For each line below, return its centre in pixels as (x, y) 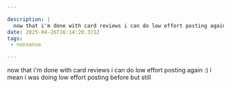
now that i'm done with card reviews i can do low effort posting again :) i (109, 70)
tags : (15, 38)
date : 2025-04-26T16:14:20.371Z (53, 32)
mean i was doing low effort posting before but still (79, 77)
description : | (29, 19)
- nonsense (25, 45)
